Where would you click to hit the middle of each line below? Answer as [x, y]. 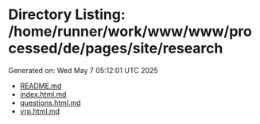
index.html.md [43, 94]
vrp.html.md [40, 111]
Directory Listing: [67, 15]
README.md [41, 86]
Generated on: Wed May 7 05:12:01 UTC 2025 [83, 70]
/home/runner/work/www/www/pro [130, 31]
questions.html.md [50, 103]
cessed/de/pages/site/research [116, 48]
